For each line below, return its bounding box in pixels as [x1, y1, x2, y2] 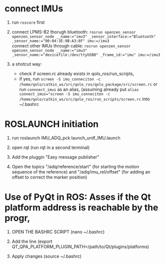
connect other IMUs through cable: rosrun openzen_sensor [11, 43, 131, 48]
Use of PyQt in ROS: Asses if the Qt [4, 191, 151, 203]
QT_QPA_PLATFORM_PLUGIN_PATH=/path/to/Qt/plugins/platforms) [11, 243, 149, 250]
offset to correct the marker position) [11, 174, 87, 180]
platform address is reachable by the [4, 202, 159, 213]
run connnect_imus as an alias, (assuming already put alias [19, 86, 139, 92]
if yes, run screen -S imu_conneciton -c [19, 76, 101, 82]
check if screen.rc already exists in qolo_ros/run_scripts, [19, 70, 134, 77]
